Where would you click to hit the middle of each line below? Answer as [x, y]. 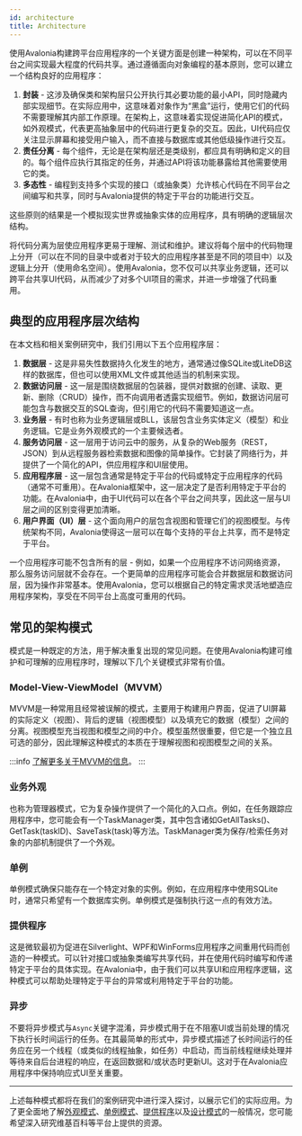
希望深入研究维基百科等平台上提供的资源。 [88, 1123]
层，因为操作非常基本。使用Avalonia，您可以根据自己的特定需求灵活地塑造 [147, 585]
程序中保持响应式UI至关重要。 [72, 1072]
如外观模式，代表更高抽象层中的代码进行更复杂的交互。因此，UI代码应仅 [156, 128]
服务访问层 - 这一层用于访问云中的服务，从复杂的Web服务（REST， [147, 443]
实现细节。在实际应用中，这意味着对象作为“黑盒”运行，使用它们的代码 [160, 105]
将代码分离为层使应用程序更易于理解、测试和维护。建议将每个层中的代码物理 [151, 245]
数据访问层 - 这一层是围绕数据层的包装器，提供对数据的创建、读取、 [149, 386]
